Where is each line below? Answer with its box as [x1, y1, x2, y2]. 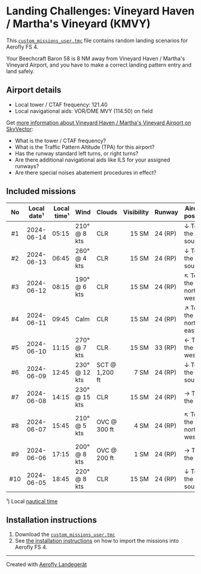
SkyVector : [6, 125, 33, 133]
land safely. [6, 67, 35, 74]
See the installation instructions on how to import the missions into [14, 537, 179, 545]
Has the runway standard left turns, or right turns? [14, 150, 139, 157]
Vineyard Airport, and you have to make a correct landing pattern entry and [6, 61, 192, 68]
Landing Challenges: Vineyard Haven [6, 4, 195, 18]
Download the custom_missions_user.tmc [14, 531, 115, 538]
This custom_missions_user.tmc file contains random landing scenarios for [6, 37, 188, 44]
